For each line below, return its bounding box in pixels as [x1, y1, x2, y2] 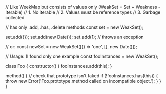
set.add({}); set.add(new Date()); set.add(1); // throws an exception [5, 34, 144, 40]
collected [5, 15, 25, 20]
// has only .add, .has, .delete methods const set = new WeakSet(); [5, 24, 143, 30]
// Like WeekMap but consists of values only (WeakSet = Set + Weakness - [5, 4, 161, 10]
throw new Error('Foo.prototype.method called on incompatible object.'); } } [5, 78, 162, 84]
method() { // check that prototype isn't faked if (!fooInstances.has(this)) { [5, 73, 158, 79]
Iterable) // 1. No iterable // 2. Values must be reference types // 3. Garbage [5, 9, 161, 15]
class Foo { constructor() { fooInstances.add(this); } [5, 63, 112, 69]
